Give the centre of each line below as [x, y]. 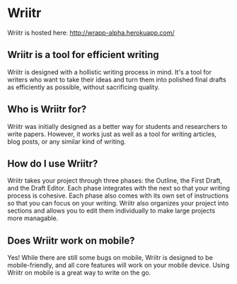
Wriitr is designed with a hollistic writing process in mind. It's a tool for [110, 72]
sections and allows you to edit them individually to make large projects [111, 211]
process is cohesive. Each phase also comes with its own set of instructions [118, 195]
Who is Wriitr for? [47, 109]
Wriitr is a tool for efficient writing [83, 55]
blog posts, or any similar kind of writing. [67, 141]
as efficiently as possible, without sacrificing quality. [83, 87]
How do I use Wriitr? [53, 163]
